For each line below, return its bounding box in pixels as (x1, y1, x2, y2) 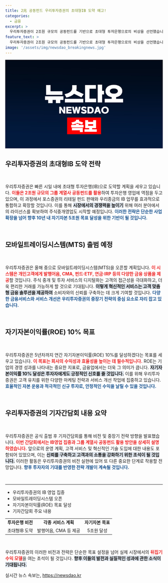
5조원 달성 (87, 527, 107, 533)
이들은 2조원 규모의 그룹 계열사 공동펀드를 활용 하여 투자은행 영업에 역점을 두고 (11, 190, 163, 196)
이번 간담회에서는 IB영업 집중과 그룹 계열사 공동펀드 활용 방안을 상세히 (15, 439, 150, 445)
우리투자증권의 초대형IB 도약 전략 (5, 159, 101, 168)
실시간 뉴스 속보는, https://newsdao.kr (5, 572, 81, 578)
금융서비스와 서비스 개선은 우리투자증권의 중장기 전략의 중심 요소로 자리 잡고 (10, 296, 156, 302)
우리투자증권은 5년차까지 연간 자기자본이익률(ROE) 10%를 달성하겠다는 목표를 (5, 352, 157, 358)
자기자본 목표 (84, 519, 110, 525)
